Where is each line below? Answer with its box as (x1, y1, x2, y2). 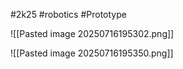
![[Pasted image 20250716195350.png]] (10, 47, 174, 59)
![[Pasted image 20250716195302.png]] (10, 28, 175, 39)
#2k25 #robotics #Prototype (10, 9, 127, 20)
